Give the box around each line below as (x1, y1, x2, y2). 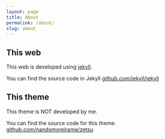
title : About (6, 14, 39, 20)
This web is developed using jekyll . (6, 63, 93, 70)
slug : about (6, 25, 36, 32)
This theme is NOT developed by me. (6, 108, 97, 115)
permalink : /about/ (6, 20, 55, 26)
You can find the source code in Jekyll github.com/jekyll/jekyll (6, 75, 160, 82)
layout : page (6, 8, 39, 15)
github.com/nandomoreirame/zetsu (6, 126, 94, 133)
